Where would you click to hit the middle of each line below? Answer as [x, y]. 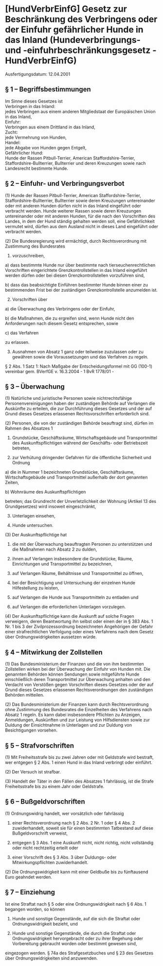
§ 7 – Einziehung [30, 892]
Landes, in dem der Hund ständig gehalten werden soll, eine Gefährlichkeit [80, 221]
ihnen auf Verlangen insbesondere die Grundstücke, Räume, [72, 559]
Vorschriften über [30, 299]
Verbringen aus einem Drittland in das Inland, [50, 127]
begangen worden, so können [35, 909]
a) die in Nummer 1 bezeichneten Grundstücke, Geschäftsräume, [70, 472]
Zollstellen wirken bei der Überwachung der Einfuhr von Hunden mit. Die [78, 669]
